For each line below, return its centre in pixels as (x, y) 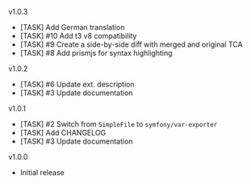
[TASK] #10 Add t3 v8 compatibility (78, 36)
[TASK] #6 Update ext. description (77, 84)
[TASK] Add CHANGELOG (63, 133)
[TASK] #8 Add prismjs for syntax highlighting (96, 53)
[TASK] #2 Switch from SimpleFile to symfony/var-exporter (119, 124)
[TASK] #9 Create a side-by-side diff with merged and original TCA (132, 44)
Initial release (42, 172)
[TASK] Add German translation (72, 27)
